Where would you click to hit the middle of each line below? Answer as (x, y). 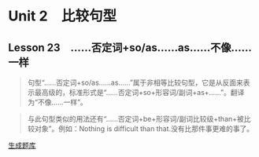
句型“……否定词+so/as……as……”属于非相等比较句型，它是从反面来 (135, 82)
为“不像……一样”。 (57, 102)
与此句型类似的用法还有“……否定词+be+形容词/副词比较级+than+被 (135, 119)
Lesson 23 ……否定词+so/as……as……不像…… (130, 47)
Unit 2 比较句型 (63, 16)
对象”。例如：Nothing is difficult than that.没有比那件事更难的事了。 (144, 129)
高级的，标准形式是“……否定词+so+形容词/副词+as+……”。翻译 (143, 92)
